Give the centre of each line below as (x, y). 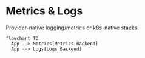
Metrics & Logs (44, 11)
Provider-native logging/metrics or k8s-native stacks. (72, 28)
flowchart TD (22, 38)
